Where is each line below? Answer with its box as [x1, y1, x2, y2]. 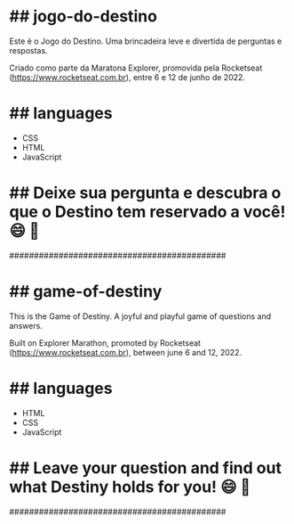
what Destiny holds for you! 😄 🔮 [9, 477, 251, 496]
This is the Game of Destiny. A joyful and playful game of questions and [9, 310, 272, 322]
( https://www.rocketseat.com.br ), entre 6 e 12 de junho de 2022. [9, 71, 246, 82]
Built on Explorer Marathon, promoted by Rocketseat [9, 337, 202, 348]
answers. [9, 320, 43, 331]
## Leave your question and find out [9, 457, 282, 478]
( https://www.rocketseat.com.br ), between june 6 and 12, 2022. [9, 347, 242, 357]
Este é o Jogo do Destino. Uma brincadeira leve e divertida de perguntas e [9, 36, 282, 46]
